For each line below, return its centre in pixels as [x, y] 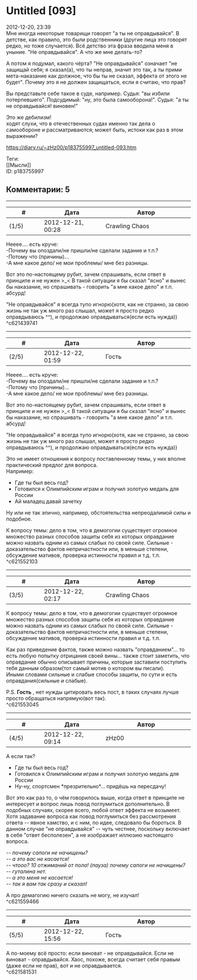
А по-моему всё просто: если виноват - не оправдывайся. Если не [90, 953]
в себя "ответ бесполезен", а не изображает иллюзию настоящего [90, 835]
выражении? [22, 136]
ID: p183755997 [25, 171]
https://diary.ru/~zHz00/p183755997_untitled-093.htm [71, 147]
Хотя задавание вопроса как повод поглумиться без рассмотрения [91, 816]
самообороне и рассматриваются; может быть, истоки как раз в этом [95, 130]
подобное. [19, 519]
